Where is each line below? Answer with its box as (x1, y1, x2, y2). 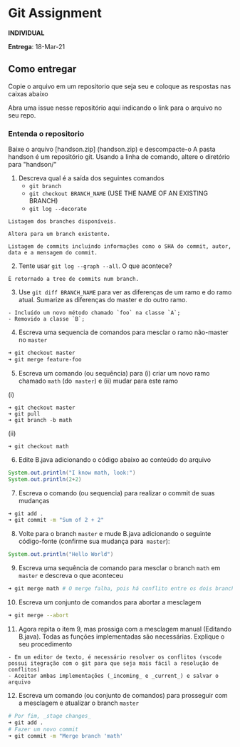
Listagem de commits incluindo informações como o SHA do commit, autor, (8, 243, 232, 250)
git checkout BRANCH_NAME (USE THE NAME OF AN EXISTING (28, 189, 209, 197)
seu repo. (8, 110, 36, 119)
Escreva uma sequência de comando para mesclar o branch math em (18, 564, 221, 572)
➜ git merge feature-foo (8, 356, 82, 363)
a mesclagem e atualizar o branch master (18, 699, 140, 707)
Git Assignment (8, 5, 103, 21)
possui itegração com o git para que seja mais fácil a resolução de (8, 659, 219, 667)
